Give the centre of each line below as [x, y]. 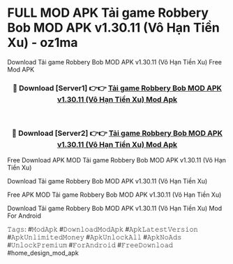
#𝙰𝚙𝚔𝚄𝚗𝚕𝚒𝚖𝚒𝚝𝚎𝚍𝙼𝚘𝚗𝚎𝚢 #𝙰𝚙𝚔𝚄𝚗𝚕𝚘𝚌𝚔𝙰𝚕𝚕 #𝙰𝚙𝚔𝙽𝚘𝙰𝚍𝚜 [95, 237]
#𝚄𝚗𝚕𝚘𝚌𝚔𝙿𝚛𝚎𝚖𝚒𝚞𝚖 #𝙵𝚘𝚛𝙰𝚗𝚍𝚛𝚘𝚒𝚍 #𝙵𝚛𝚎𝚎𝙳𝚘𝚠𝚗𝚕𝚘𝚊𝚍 [90, 245]
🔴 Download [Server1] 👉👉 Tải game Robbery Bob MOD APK [117, 88]
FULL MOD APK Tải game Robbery [108, 13]
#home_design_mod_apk [43, 253]
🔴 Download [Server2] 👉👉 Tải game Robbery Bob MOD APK [117, 133]
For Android [24, 216]
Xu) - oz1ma [43, 43]
